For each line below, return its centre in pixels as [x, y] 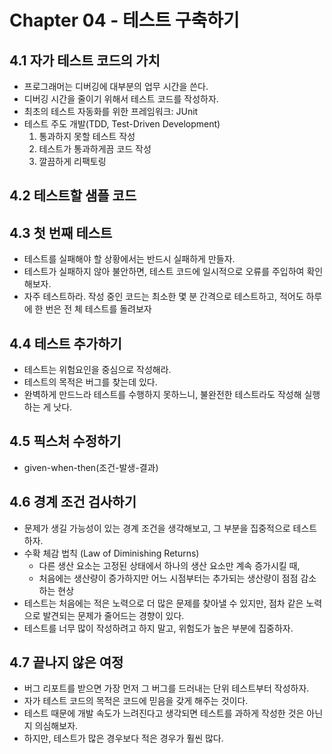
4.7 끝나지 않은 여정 [66, 662]
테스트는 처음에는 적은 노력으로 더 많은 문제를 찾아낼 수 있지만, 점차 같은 [163, 603]
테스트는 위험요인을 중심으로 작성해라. [97, 370]
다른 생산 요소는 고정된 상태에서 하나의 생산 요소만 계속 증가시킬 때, [169, 565]
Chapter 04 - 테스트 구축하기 [124, 20]
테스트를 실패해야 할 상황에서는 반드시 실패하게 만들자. [129, 259]
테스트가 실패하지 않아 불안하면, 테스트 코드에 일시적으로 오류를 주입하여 [164, 272]
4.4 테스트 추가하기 [65, 343]
